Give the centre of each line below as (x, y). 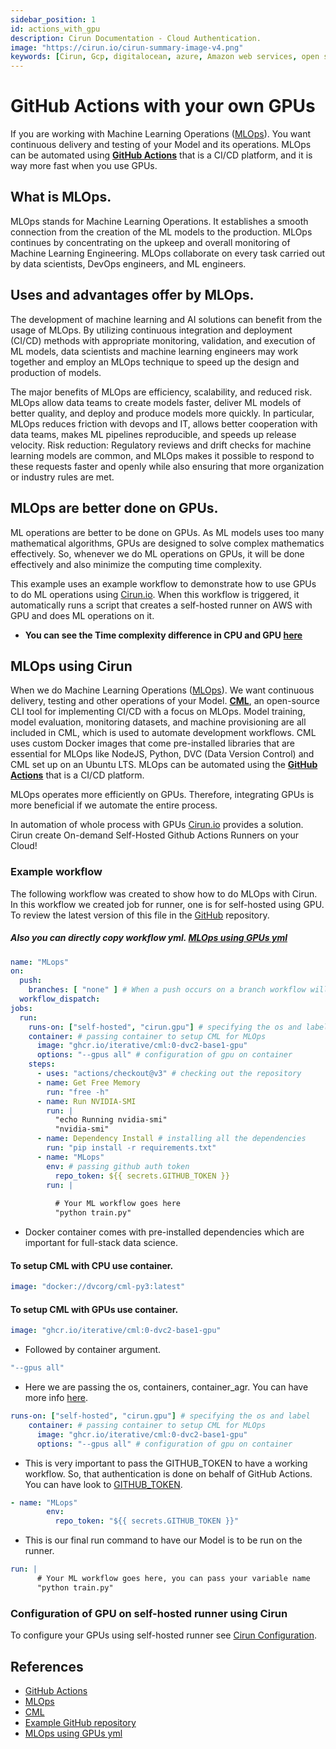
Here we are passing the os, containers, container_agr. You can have (166, 1387)
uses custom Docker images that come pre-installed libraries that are (152, 743)
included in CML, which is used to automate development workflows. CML (163, 733)
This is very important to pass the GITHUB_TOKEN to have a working (166, 1463)
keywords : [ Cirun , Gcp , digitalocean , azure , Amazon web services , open (165, 57)
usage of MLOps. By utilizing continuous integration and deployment (151, 330)
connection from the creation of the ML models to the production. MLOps (161, 232)
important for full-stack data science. (101, 1243)
